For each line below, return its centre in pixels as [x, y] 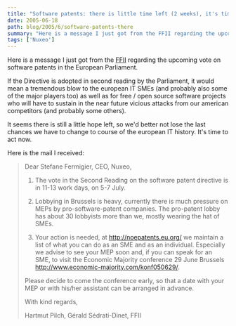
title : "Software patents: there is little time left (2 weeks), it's [113, 14]
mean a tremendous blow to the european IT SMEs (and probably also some [117, 89]
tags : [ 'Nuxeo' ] [31, 40]
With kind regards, [51, 302]
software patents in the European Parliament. [73, 67]
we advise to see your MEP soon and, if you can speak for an [124, 252]
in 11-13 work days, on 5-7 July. [80, 188]
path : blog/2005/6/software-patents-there [70, 27]
